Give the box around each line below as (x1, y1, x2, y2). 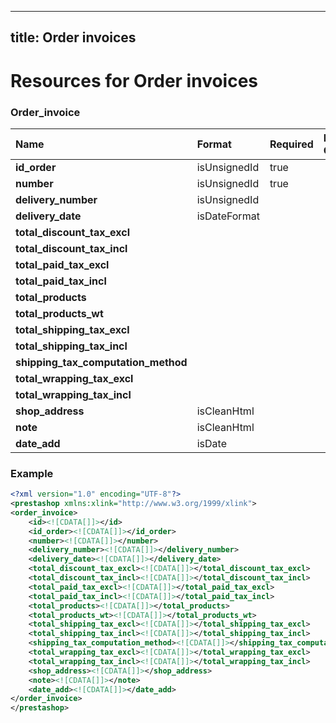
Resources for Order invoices (10, 69, 259, 92)
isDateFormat (196, 209, 260, 223)
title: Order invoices (10, 29, 137, 46)
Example (10, 466, 54, 480)
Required (269, 137, 314, 151)
